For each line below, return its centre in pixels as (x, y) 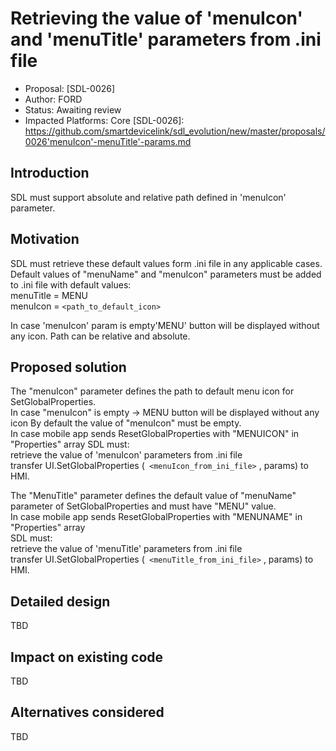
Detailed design (60, 601)
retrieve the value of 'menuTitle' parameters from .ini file (126, 549)
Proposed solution (68, 367)
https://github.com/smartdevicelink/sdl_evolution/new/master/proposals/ (175, 131)
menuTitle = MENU (49, 295)
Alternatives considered (87, 712)
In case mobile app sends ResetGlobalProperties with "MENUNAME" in (156, 517)
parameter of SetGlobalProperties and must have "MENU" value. (143, 506)
